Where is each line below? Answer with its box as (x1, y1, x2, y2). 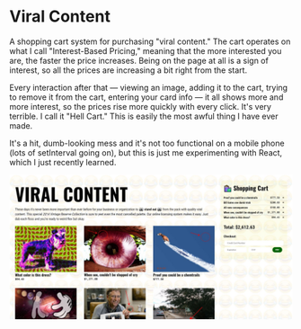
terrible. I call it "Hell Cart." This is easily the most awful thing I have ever (9, 111, 279, 121)
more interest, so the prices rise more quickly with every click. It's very (9, 101, 272, 111)
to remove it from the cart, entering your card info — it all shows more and (9, 92, 284, 102)
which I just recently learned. (9, 156, 117, 167)
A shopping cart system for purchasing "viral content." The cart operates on (9, 36, 291, 47)
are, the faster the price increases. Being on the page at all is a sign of (9, 55, 270, 66)
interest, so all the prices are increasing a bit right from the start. (9, 65, 248, 76)
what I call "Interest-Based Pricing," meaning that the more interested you (9, 45, 282, 56)
